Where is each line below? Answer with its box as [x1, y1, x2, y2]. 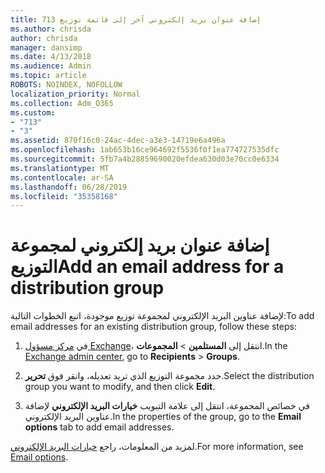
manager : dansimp [10, 42, 83, 53]
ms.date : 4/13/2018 [10, 52, 92, 62]
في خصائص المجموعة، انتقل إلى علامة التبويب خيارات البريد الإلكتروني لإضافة [24, 400, 310, 412]
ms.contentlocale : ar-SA [10, 172, 114, 183]
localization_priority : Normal [10, 89, 141, 99]
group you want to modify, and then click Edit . [24, 381, 216, 393]
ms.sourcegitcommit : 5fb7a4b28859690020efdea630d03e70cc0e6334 [10, 154, 280, 164]
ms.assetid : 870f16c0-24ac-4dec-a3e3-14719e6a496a [10, 136, 226, 146]
